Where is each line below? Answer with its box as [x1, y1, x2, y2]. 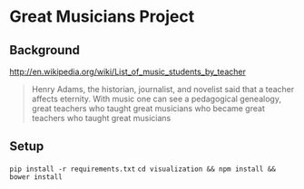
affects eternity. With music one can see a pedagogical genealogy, [31, 93, 281, 104]
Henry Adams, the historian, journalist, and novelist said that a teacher [31, 84, 295, 94]
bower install [9, 172, 64, 182]
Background [9, 43, 80, 58]
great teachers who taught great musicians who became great [31, 103, 265, 114]
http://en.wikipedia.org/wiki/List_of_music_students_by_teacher [9, 66, 247, 77]
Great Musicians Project [9, 6, 195, 27]
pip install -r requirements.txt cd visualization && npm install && [9, 165, 277, 174]
